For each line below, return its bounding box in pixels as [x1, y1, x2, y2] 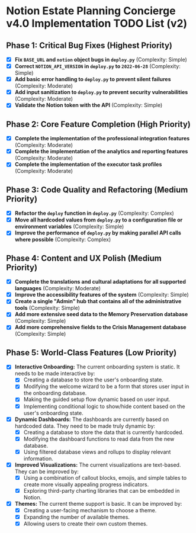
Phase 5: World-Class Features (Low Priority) [6, 348, 177, 358]
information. [23, 455, 53, 462]
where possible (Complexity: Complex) [14, 236, 111, 243]
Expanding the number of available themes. [23, 513, 130, 521]
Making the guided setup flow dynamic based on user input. [23, 396, 171, 403]
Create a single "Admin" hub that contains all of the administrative [14, 298, 182, 305]
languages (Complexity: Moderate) [14, 285, 101, 292]
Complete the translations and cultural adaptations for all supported [14, 278, 187, 285]
